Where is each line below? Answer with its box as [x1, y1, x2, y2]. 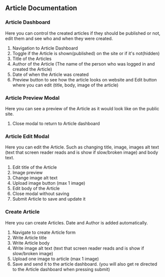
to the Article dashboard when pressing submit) [12, 266, 110, 272]
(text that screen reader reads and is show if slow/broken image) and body [5, 149, 158, 155]
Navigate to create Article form [12, 229, 76, 235]
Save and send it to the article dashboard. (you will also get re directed [12, 261, 158, 267]
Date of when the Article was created [12, 71, 89, 77]
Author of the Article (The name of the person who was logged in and [12, 61, 155, 67]
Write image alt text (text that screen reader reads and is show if [12, 245, 144, 251]
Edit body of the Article [12, 186, 60, 192]
